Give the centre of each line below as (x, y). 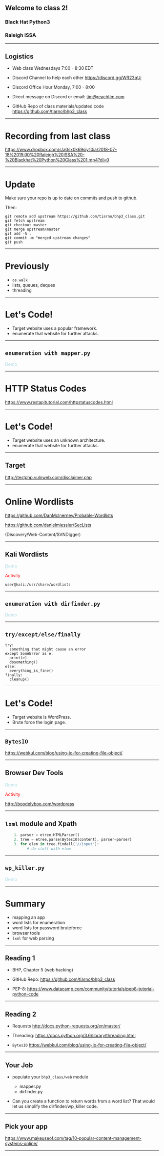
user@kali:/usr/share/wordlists (38, 585)
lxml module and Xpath (41, 824)
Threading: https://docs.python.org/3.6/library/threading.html (74, 1036)
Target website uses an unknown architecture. (59, 440)
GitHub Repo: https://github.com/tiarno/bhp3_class (63, 979)
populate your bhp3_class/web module (50, 1077)
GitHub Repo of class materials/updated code (58, 106)
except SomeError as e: (29, 654)
